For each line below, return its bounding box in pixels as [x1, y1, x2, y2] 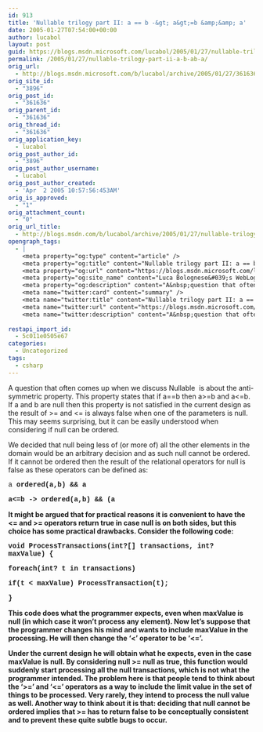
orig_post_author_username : [8, 165, 100, 173]
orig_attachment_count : [8, 209, 86, 217]
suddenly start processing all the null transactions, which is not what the [8, 665, 250, 675]
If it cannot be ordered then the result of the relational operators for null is [8, 457, 246, 466]
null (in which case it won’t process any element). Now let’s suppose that [8, 617, 250, 626]
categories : [8, 340, 47, 348]
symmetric [8, 391, 43, 401]
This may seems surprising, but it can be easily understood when [8, 417, 219, 426]
